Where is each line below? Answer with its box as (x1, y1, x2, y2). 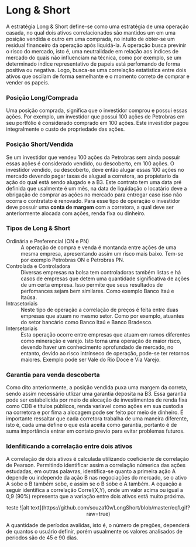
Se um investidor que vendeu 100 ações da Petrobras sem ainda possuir (6, 154, 181, 161)
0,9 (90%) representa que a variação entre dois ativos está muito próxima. (6, 493, 185, 500)
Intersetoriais (6, 325, 38, 332)
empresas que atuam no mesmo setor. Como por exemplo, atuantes (20, 312, 184, 320)
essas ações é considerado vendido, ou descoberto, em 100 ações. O (6, 159, 174, 167)
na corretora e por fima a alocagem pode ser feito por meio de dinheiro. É (6, 409, 184, 416)
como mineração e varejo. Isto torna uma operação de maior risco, (20, 337, 181, 344)
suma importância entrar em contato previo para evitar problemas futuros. (6, 427, 185, 434)
